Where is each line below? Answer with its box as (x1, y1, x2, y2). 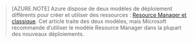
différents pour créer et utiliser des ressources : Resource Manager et (11, 11, 187, 19)
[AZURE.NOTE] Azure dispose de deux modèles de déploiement (11, 5, 173, 12)
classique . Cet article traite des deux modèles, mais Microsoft (11, 18, 167, 24)
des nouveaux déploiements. (11, 30, 85, 38)
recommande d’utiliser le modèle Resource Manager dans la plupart (11, 24, 182, 31)
